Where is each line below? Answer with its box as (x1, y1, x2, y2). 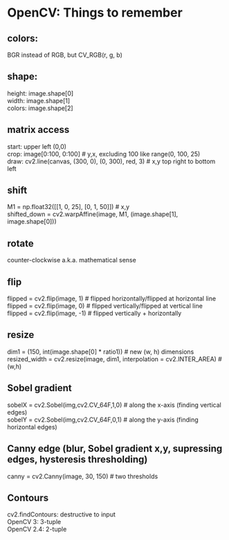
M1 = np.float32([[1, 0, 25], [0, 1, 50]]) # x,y (7, 203, 130, 211)
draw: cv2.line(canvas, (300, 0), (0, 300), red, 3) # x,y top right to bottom (7, 157, 216, 165)
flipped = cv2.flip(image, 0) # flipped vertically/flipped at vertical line (7, 302, 203, 310)
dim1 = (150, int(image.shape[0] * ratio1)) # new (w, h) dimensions (7, 348, 194, 356)
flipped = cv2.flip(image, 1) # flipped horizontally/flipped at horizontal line (7, 294, 217, 303)
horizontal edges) (7, 422, 57, 431)
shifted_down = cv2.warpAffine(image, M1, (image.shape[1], (7, 210, 178, 219)
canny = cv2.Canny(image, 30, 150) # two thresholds (7, 472, 158, 480)
